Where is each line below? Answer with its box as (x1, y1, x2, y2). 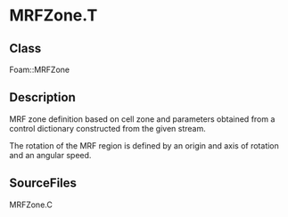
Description (9, 90, 76, 105)
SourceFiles (9, 175, 78, 191)
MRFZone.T (9, 5, 98, 26)
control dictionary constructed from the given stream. (9, 123, 207, 133)
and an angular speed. (9, 149, 92, 160)
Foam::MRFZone (9, 64, 70, 75)
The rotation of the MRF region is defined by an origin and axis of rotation (9, 140, 279, 151)
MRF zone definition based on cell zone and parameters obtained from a (9, 113, 276, 125)
